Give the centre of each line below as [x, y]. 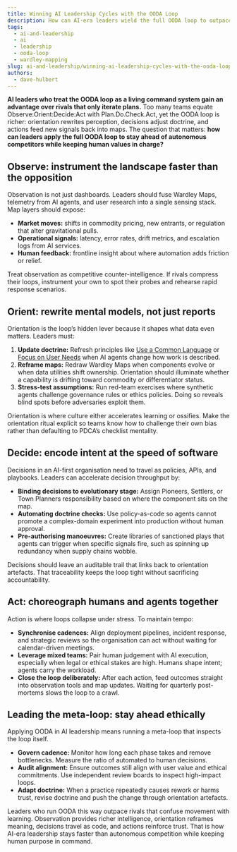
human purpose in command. [50, 841]
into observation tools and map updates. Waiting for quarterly [107, 685]
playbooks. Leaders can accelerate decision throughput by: [94, 477]
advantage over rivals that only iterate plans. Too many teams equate [110, 107]
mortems [31, 693]
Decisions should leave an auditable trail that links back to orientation [108, 564]
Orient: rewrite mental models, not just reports [111, 311]
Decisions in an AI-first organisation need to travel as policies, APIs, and [112, 470]
